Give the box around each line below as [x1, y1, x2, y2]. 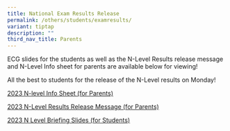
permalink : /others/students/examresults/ [7, 17, 132, 24]
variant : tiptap [7, 23, 54, 30]
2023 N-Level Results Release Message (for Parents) [7, 103, 160, 111]
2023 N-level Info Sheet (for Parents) [7, 89, 113, 98]
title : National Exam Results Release [7, 10, 120, 17]
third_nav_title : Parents [7, 36, 82, 43]
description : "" [7, 29, 54, 37]
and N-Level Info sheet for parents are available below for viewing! [7, 62, 198, 71]
